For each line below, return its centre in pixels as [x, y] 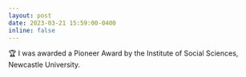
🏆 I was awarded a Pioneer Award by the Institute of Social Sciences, [123, 53]
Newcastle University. [44, 65]
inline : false [32, 30]
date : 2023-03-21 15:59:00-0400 [62, 23]
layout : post [30, 15]
